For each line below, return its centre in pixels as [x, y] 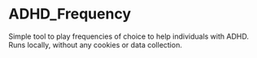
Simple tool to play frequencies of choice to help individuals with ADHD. [129, 36]
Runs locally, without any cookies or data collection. [96, 44]
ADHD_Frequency [70, 14]
